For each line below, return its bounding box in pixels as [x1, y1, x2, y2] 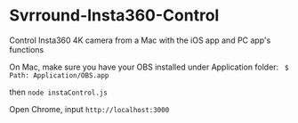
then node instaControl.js [9, 86, 109, 97]
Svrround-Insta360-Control [9, 5, 220, 26]
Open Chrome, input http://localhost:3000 [9, 103, 170, 114]
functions [9, 44, 44, 54]
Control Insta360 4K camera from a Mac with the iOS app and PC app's [9, 35, 271, 45]
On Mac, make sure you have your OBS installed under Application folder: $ [9, 61, 289, 72]
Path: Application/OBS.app [9, 70, 109, 80]
